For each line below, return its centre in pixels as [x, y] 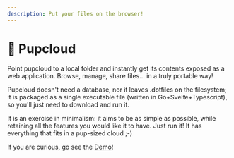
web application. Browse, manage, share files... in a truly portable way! [110, 75]
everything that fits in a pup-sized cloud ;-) [70, 133]
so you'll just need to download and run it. [68, 104]
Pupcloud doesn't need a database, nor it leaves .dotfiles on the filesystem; [117, 90]
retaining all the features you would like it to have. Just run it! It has [105, 126]
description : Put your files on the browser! [75, 14]
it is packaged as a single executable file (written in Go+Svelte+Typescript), [117, 97]
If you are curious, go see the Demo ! [60, 147]
